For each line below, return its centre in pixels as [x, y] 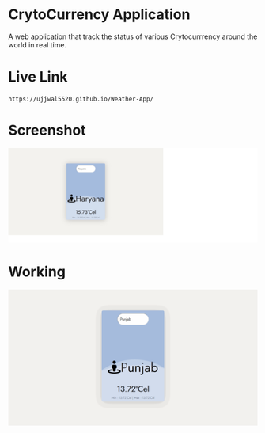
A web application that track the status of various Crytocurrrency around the [133, 36]
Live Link [38, 77]
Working [37, 272]
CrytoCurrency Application [99, 15]
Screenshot [47, 130]
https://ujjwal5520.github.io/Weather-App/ [81, 99]
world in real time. [38, 44]
